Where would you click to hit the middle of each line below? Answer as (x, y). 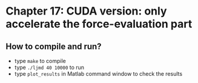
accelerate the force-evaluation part (99, 24)
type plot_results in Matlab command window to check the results (98, 74)
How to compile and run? (54, 46)
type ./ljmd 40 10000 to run (49, 67)
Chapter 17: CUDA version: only (86, 11)
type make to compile (40, 61)
